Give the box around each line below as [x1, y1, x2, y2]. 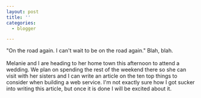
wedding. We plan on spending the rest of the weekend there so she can [6, 66, 187, 73]
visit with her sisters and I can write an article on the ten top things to [6, 72, 178, 79]
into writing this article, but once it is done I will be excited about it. [6, 85, 172, 93]
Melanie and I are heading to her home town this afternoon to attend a [6, 60, 180, 67]
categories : [6, 20, 36, 26]
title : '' [6, 14, 31, 20]
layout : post [6, 8, 39, 15]
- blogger [11, 25, 36, 32]
